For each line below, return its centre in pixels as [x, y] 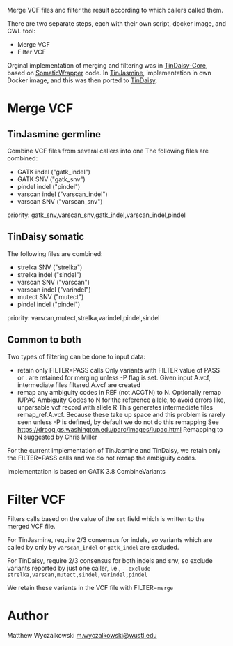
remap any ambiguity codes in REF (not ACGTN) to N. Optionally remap [119, 392]
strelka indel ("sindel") [49, 274]
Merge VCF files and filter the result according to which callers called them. [115, 10]
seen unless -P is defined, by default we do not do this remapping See [118, 422]
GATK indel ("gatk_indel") [54, 172]
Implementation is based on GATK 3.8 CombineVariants [86, 471]
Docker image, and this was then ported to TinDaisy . [82, 80]
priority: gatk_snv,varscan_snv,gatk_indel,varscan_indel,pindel [96, 215]
